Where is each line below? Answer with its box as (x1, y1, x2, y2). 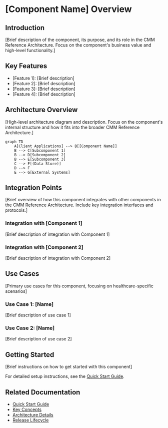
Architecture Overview (5, 106, 78, 114)
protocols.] (5, 207, 28, 213)
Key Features (5, 62, 47, 71)
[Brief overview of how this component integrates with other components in (5, 197, 161, 203)
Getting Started (5, 350, 54, 359)
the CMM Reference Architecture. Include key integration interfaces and (5, 202, 153, 208)
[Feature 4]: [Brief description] (12, 91, 76, 97)
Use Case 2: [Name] (5, 324, 55, 331)
